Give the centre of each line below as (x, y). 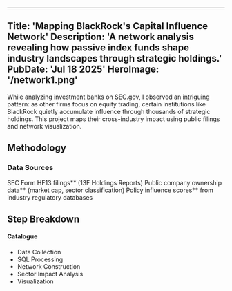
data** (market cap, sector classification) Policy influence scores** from (110, 190)
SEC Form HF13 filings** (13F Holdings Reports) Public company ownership (115, 182)
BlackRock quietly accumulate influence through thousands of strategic (109, 111)
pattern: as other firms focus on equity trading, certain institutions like (106, 104)
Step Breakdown (43, 219)
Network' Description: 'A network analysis (101, 37)
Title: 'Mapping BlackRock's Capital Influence (108, 26)
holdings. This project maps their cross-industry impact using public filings (114, 119)
